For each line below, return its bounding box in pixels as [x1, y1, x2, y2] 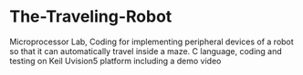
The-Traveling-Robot [9, 6, 172, 27]
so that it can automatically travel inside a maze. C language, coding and [9, 45, 283, 56]
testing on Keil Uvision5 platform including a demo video [9, 55, 222, 66]
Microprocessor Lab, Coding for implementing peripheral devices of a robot [9, 36, 294, 47]
